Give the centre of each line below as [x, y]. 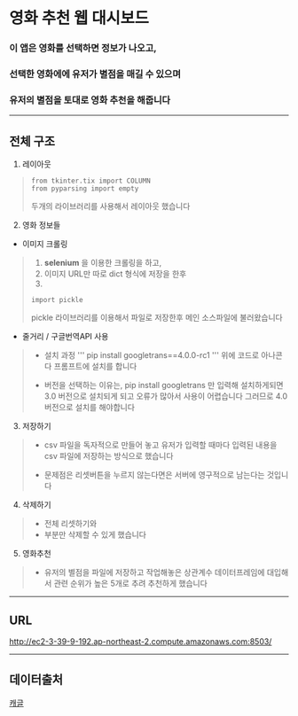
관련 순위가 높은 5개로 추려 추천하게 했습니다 [131, 584]
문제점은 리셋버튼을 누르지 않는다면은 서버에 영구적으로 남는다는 [154, 475]
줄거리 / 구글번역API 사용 [65, 337]
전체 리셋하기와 [71, 524]
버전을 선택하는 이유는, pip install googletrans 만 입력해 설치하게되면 [164, 385]
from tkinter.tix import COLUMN [90, 181]
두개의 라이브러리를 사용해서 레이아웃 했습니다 [110, 206]
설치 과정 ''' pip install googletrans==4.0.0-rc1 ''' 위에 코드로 [152, 355]
